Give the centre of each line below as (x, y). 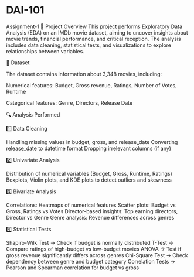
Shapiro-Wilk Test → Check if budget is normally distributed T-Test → (90, 242)
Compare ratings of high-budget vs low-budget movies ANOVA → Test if (94, 249)
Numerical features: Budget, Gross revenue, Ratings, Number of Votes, (91, 85)
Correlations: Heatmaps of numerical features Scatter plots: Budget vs (91, 205)
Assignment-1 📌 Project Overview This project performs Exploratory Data (94, 26)
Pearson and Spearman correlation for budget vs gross (73, 268)
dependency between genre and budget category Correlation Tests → (91, 261)
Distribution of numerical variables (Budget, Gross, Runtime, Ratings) (89, 173)
